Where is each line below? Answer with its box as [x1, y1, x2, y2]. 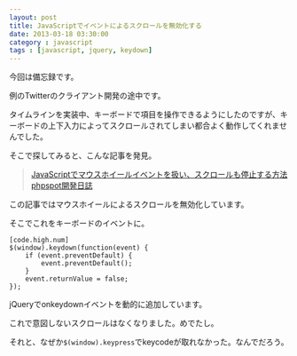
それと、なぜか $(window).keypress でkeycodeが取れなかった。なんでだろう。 [9, 336, 289, 347]
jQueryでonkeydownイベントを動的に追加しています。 [9, 299, 207, 310]
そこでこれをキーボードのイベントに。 [9, 218, 149, 229]
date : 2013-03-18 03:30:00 [9, 29, 109, 38]
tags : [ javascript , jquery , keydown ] [9, 46, 152, 55]
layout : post [9, 12, 58, 22]
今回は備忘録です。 [9, 72, 79, 83]
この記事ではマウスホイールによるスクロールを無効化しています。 [9, 199, 249, 210]
